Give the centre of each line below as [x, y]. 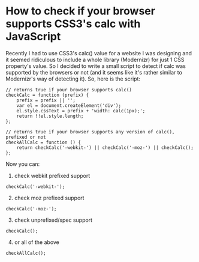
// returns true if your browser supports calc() [69, 90]
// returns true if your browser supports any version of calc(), [90, 132]
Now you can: [23, 164]
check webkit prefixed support [52, 175]
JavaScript [33, 37]
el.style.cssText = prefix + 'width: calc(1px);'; [81, 111]
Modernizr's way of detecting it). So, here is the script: [73, 79]
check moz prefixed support [49, 198]
